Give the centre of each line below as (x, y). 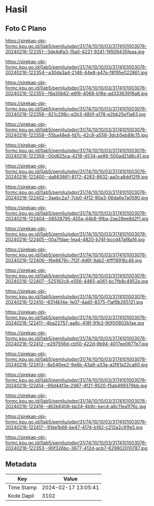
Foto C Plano (26, 29)
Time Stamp (23, 488)
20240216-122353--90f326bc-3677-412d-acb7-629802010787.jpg (76, 448)
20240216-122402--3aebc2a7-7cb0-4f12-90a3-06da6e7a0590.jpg (77, 198)
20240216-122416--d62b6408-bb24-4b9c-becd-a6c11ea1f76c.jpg (76, 406)
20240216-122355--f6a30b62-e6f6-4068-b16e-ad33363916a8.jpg (76, 93)
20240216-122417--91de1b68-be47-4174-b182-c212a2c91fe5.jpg (74, 427)
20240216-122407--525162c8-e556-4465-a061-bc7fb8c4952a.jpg (77, 281)
